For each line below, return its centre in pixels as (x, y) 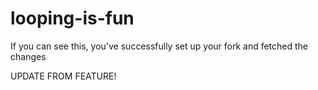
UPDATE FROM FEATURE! (63, 76)
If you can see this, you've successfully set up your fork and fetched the (159, 46)
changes (28, 56)
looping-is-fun (72, 18)
